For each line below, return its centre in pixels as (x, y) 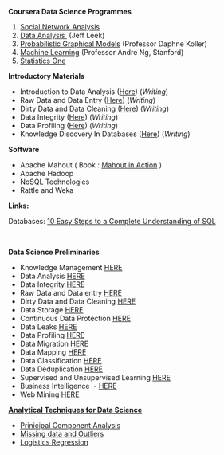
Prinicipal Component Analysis (70, 425)
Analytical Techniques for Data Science (75, 410)
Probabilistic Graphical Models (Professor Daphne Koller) (113, 44)
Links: (19, 206)
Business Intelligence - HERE (68, 386)
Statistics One (43, 61)
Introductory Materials (47, 76)
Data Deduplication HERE (61, 369)
